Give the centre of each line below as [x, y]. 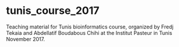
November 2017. [25, 39]
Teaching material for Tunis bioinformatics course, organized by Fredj [90, 27]
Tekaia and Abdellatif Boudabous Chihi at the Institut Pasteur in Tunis [89, 32]
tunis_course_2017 [53, 11]
